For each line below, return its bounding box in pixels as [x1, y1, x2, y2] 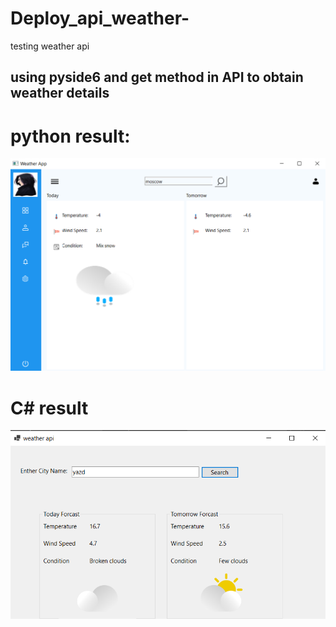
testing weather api [10, 40, 90, 52]
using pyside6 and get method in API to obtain [10, 69, 304, 86]
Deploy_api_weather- [10, 7, 190, 30]
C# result [10, 397, 89, 419]
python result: [10, 125, 131, 147]
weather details [10, 85, 110, 102]
